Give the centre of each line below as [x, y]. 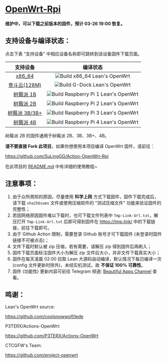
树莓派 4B [25, 122]
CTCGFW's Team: [24, 346]
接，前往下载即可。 [32, 228]
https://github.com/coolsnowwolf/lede [44, 317]
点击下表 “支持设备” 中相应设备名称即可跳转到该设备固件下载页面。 [74, 54]
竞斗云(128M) [25, 85]
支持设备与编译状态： [38, 41]
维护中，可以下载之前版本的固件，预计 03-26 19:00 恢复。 [65, 23]
